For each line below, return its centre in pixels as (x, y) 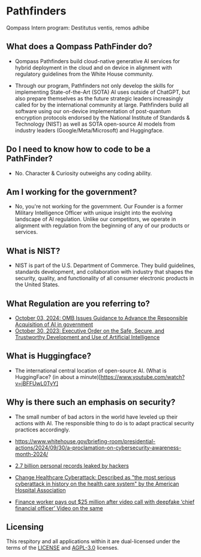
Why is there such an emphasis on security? (91, 402)
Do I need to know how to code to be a (79, 149)
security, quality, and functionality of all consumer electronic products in (104, 278)
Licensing (25, 527)
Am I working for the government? (72, 192)
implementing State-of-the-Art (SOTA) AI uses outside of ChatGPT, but (102, 92)
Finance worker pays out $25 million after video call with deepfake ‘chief (105, 502)
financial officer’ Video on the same (59, 508)
